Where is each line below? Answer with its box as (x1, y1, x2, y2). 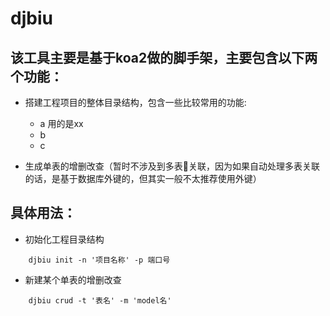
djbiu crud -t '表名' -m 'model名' (28, 295, 172, 306)
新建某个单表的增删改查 (24, 273, 122, 286)
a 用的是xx (39, 118, 84, 129)
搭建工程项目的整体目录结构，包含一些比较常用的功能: (24, 97, 247, 108)
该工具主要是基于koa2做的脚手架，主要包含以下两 (10, 49, 318, 66)
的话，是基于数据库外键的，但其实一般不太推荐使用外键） (24, 173, 262, 184)
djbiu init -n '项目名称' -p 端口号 (28, 255, 171, 265)
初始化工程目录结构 (24, 233, 105, 245)
